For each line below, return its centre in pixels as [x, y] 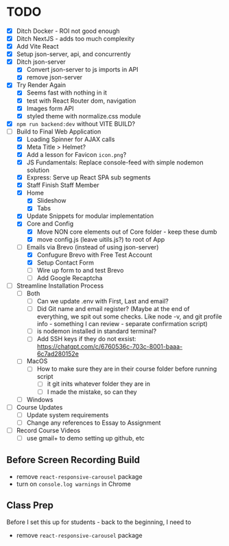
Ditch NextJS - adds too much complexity [75, 39]
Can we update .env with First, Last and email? [103, 301]
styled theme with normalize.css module [84, 116]
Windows [40, 399]
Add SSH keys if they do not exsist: [86, 339]
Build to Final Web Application [59, 132]
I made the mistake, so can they [92, 392]
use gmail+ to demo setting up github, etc [86, 438]
